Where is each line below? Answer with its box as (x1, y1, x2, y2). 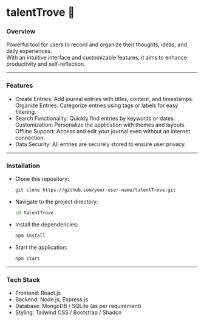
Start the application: (15, 243, 68, 251)
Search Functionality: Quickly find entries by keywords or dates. (15, 114, 175, 122)
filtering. (15, 108, 36, 115)
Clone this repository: (15, 175, 69, 183)
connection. (15, 134, 46, 141)
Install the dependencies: (15, 220, 79, 228)
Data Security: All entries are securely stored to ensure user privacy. (15, 140, 186, 148)
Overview (6, 27, 36, 36)
